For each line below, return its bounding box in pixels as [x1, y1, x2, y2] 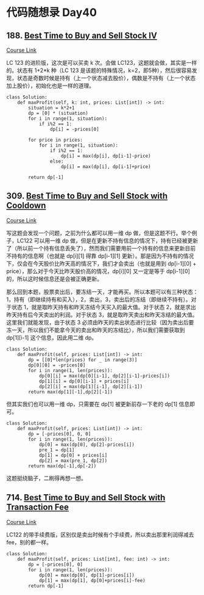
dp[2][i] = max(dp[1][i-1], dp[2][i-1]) [38, 383, 143, 390]
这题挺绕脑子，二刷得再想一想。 [6, 474, 86, 481]
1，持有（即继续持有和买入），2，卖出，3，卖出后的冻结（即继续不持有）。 [6, 296, 191, 303]
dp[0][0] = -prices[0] [28, 362, 86, 368]
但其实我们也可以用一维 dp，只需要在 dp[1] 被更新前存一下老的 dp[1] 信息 [6, 400, 190, 407]
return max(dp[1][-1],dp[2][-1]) [28, 389, 113, 395]
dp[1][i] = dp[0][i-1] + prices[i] [38, 378, 130, 384]
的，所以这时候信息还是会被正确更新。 [6, 275, 102, 282]
